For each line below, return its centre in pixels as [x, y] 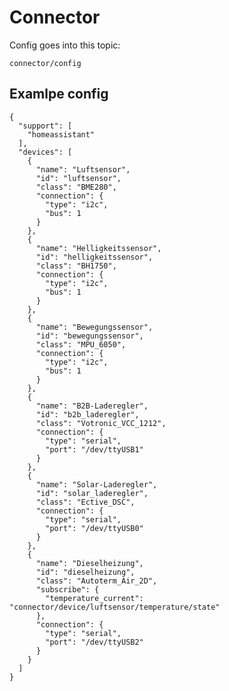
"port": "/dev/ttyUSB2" [94, 642]
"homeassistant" [61, 134]
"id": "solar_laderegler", [92, 493]
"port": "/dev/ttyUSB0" [94, 528]
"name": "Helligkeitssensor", [98, 248]
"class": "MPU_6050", [81, 344]
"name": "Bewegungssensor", [94, 327]
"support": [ [45, 126]
